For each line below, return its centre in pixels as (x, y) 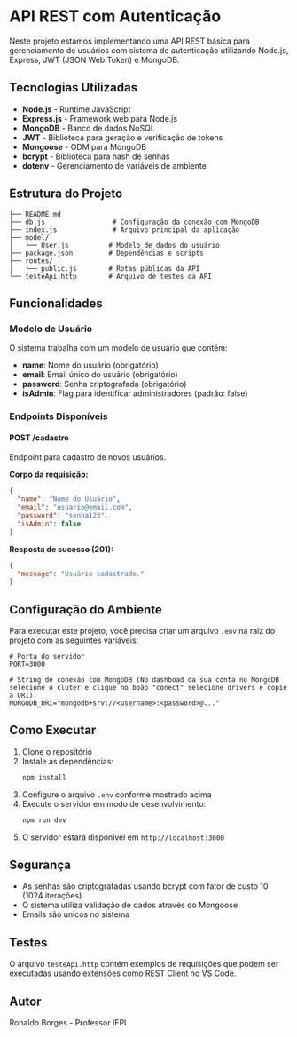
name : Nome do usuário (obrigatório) (90, 365)
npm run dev (44, 820)
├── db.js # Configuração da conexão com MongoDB (134, 222)
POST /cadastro (39, 438)
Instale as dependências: (67, 761)
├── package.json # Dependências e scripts (106, 253)
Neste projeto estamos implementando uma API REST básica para (130, 41)
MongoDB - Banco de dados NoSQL (88, 128)
